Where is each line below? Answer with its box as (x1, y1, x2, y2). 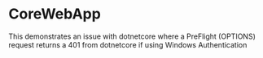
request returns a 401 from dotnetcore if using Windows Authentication (8, 39, 248, 49)
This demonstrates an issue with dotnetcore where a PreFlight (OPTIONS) (8, 31, 256, 41)
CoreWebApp (8, 5, 102, 23)
